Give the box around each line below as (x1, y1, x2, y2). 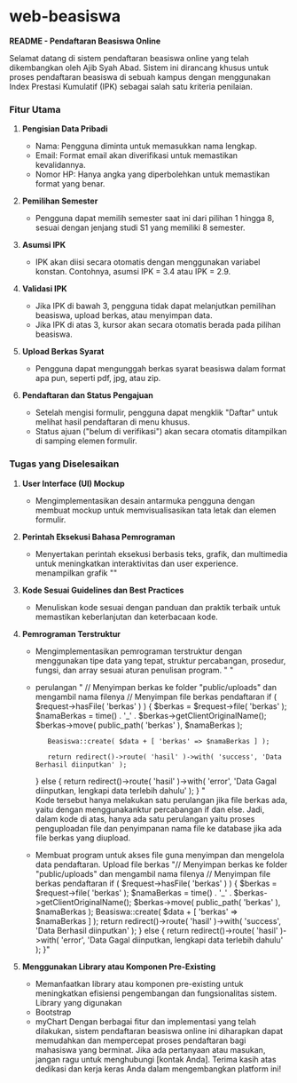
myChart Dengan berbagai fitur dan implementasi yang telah (35, 1015, 257, 1027)
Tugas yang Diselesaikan (9, 458, 120, 470)
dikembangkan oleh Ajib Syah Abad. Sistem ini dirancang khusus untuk (9, 62, 269, 73)
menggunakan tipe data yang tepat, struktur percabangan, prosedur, (35, 655, 286, 665)
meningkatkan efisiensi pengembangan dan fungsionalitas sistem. (35, 988, 277, 999)
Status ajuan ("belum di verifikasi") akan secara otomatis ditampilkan (35, 426, 287, 437)
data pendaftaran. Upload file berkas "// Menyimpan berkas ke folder (35, 859, 288, 870)
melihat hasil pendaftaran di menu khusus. (35, 417, 191, 427)
